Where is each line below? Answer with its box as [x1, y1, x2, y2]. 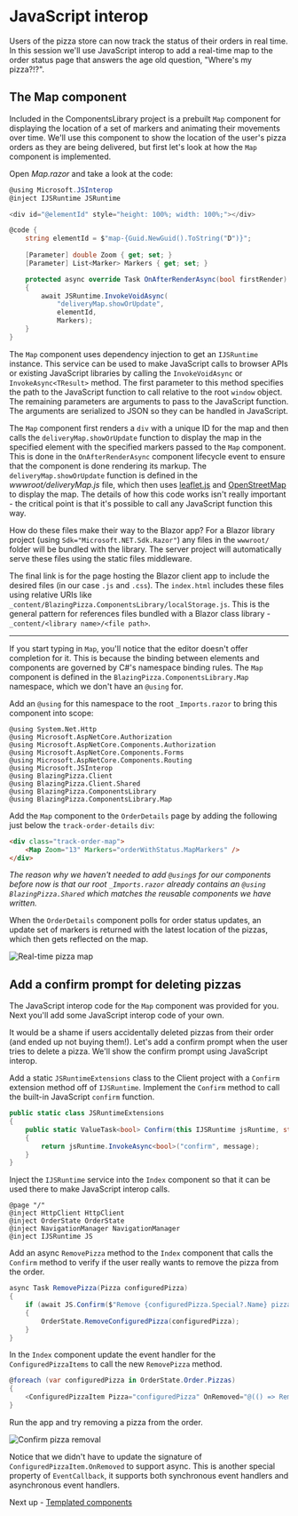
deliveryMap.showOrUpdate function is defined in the [9, 469, 198, 481]
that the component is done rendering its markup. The [9, 460, 207, 471]
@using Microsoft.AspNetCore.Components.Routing [9, 755, 192, 765]
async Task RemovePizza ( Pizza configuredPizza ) [9, 1284, 189, 1293]
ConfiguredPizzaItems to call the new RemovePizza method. [9, 1359, 223, 1369]
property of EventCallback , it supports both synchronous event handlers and [9, 1470, 289, 1480]
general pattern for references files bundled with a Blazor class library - [9, 608, 271, 618]
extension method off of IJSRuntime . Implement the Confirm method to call [9, 1082, 280, 1093]
